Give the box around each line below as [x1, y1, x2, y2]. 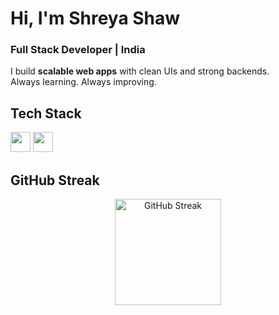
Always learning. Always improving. [10, 76, 157, 88]
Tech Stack [10, 105, 82, 122]
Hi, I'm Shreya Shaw [10, 7, 181, 30]
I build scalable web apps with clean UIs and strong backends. [10, 65, 270, 77]
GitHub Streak [10, 172, 100, 189]
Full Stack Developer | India [10, 43, 146, 57]
